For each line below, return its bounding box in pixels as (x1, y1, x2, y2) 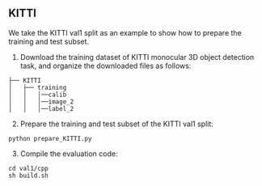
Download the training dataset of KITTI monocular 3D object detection (19, 52, 255, 61)
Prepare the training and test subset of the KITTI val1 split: (19, 119, 214, 129)
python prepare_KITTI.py (8, 134, 92, 142)
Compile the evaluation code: (19, 149, 118, 159)
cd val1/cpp (8, 164, 49, 172)
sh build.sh (8, 171, 49, 180)
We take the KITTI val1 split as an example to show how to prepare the (8, 27, 243, 37)
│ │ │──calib (8, 91, 67, 99)
